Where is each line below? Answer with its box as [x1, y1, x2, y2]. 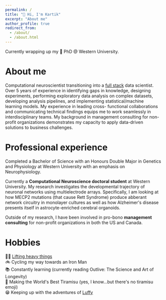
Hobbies [5, 237, 41, 248]
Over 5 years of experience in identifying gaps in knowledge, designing [5, 87, 151, 93]
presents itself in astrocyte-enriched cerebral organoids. [5, 204, 120, 211]
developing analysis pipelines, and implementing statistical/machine [5, 98, 144, 104]
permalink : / [5, 7, 32, 12]
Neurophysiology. [5, 169, 41, 175]
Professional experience [5, 142, 108, 153]
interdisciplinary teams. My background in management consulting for [5, 114, 149, 120]
